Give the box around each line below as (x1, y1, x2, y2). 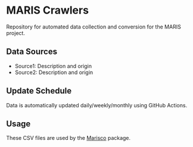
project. (6, 29, 26, 36)
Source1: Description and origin (14, 62, 92, 69)
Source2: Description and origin (14, 69, 94, 76)
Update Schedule (6, 86, 72, 96)
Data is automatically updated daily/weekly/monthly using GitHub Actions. (6, 101, 188, 108)
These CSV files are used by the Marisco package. (6, 135, 131, 142)
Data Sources (6, 47, 58, 57)
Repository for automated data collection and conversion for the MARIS (6, 23, 182, 30)
